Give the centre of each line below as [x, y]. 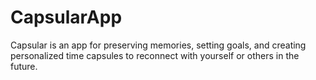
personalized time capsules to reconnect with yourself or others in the [155, 55]
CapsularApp [66, 17]
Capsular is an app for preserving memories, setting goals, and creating [158, 45]
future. [24, 66]
